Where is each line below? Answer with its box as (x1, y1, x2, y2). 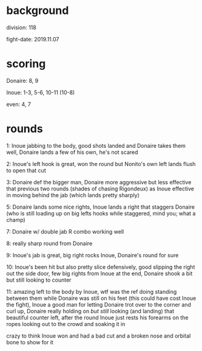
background (6, 4, 69, 18)
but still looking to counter (6, 276, 72, 283)
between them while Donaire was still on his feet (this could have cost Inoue (6, 294, 197, 302)
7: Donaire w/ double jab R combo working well (6, 228, 124, 235)
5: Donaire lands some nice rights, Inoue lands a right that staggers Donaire (6, 203, 195, 210)
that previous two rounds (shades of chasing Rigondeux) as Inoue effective (6, 185, 194, 192)
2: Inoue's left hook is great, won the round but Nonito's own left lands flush (6, 160, 196, 167)
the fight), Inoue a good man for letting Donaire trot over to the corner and (6, 301, 191, 308)
